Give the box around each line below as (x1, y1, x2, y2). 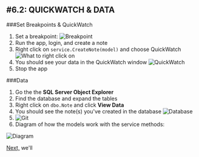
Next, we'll (6, 144, 33, 151)
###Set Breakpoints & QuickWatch (6, 21, 93, 28)
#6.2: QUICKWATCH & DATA (6, 5, 115, 15)
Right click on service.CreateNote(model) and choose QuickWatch (15, 45, 181, 53)
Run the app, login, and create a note (15, 39, 108, 46)
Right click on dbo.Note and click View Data (15, 101, 124, 109)
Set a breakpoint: (15, 33, 58, 40)
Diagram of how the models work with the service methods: (15, 121, 165, 128)
